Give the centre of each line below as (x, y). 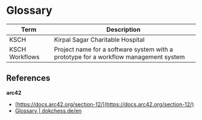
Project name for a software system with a (113, 49)
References (28, 78)
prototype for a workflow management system (119, 56)
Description (123, 29)
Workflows (25, 56)
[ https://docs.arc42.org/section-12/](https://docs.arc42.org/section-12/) (104, 104)
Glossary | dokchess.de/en (48, 110)
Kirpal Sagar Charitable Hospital (99, 40)
